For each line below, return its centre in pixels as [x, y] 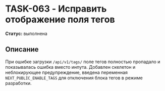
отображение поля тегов [60, 19]
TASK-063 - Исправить [56, 9]
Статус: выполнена [26, 33]
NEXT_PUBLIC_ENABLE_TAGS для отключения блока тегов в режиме [74, 78]
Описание [22, 49]
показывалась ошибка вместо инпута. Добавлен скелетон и [70, 67]
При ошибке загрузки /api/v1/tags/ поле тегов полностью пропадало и [83, 62]
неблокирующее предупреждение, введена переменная [66, 72]
